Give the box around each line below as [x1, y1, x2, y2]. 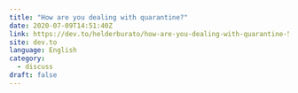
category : [9, 54, 46, 63]
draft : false [9, 71, 58, 80]
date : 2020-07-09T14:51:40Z [9, 21, 114, 30]
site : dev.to [9, 37, 58, 47]
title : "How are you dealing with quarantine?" [9, 12, 189, 22]
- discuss [17, 63, 53, 72]
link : [9, 29, 29, 38]
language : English [9, 46, 77, 55]
